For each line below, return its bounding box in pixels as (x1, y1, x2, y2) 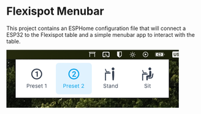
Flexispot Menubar (6, 4, 104, 18)
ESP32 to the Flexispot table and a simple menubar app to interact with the (6, 31, 195, 38)
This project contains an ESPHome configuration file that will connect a (6, 25, 186, 32)
